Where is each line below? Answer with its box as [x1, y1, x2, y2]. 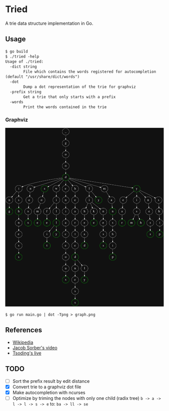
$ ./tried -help [5, 54, 39, 59]
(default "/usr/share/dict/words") [5, 74, 80, 79]
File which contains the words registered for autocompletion [23, 69, 156, 74]
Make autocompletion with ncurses [12, 389, 86, 395]
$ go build [5, 49, 28, 54]
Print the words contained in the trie [23, 105, 107, 110]
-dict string [10, 64, 37, 69]
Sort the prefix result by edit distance [12, 378, 90, 384]
